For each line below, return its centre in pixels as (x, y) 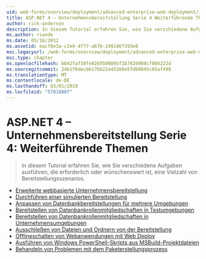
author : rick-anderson (35, 23)
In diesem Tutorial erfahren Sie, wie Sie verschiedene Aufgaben (102, 165)
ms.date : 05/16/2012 (33, 41)
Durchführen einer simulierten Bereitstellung (71, 196)
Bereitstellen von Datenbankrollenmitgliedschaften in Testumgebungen (105, 210)
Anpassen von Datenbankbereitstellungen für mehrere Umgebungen (102, 203)
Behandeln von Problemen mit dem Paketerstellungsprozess (91, 249)
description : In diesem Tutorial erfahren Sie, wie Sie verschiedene (97, 29)
